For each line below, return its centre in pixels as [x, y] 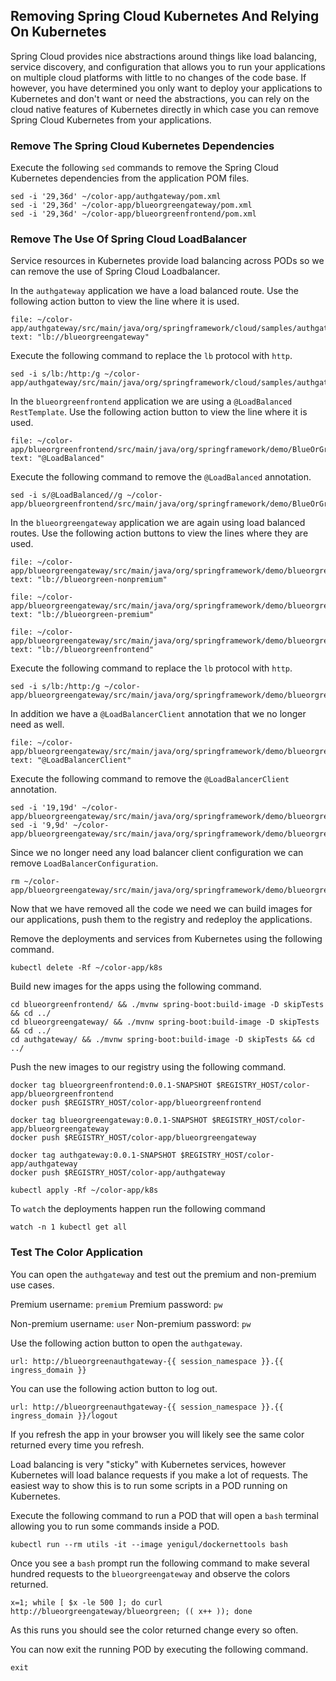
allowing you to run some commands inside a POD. [115, 1526]
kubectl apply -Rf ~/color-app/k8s [84, 1190]
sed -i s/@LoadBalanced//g [66, 495]
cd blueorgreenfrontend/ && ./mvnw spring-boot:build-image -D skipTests [167, 1005]
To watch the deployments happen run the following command [138, 1209]
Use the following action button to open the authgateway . [126, 1343]
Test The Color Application [76, 1252]
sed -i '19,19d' [44, 808]
